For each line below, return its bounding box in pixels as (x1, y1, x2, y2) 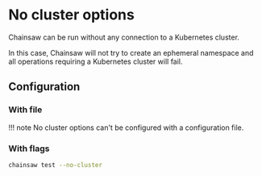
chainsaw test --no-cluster (8, 161, 103, 169)
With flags (8, 143, 50, 154)
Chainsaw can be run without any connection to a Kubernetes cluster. (8, 32, 240, 42)
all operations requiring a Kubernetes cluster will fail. (8, 57, 183, 66)
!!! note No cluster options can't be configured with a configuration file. (8, 123, 244, 132)
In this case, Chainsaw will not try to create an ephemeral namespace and (8, 48, 254, 57)
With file (8, 104, 43, 115)
